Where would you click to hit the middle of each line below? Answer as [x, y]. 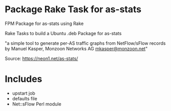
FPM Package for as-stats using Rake [44, 23]
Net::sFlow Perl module [37, 104]
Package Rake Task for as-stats [73, 9]
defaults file [25, 98]
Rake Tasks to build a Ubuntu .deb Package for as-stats [63, 33]
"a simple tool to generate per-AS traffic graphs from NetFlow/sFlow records [85, 43]
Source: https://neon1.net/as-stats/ [42, 58]
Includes [23, 79]
